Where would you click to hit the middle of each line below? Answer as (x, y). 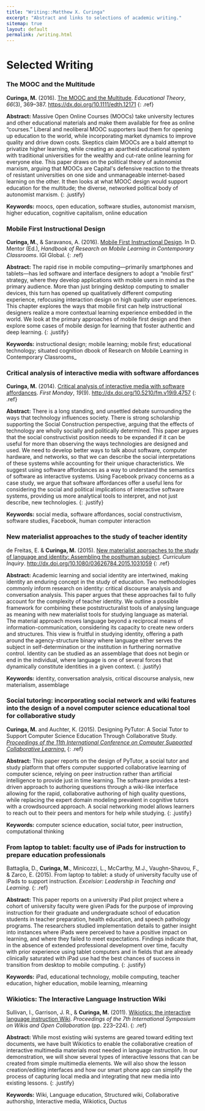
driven (14, 786)
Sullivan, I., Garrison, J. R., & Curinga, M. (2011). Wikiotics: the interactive (99, 1012)
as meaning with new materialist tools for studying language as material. (97, 614)
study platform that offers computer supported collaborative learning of (96, 767)
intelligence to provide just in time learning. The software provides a (92, 780)
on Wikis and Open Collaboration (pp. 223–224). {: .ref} (76, 1026)
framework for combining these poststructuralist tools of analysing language (103, 607)
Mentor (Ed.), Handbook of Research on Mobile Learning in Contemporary (100, 248)
